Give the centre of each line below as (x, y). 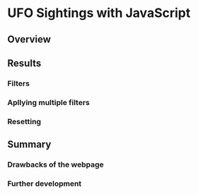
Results (24, 63)
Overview (29, 39)
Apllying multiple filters (48, 102)
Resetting (24, 121)
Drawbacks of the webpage (56, 165)
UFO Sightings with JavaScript (99, 13)
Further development (45, 184)
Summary (29, 144)
